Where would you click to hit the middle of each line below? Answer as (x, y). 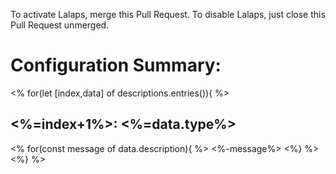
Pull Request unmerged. (60, 25)
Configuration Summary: (116, 65)
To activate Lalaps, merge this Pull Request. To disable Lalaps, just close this (168, 14)
